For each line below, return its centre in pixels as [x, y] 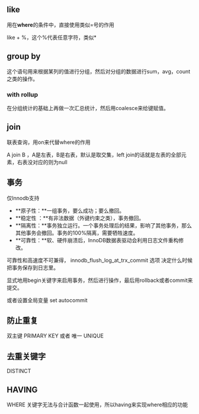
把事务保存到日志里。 [33, 267]
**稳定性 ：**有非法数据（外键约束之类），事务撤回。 [80, 218]
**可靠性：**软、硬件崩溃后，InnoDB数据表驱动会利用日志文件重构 [97, 240]
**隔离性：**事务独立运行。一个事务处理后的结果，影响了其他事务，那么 [103, 225]
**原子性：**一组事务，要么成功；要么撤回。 [70, 210]
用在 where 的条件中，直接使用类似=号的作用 [60, 25]
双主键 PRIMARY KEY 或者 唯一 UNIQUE [55, 336]
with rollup [23, 94]
